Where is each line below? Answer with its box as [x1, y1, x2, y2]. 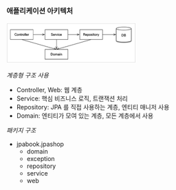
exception [26, 155, 56, 163]
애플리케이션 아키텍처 [6, 6, 74, 15]
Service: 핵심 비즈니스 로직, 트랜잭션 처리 [16, 94, 128, 103]
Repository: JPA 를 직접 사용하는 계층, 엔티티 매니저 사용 [16, 103, 170, 112]
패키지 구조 [6, 126, 36, 135]
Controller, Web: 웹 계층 [16, 86, 83, 94]
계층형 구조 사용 [6, 71, 49, 80]
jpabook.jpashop [16, 140, 65, 149]
